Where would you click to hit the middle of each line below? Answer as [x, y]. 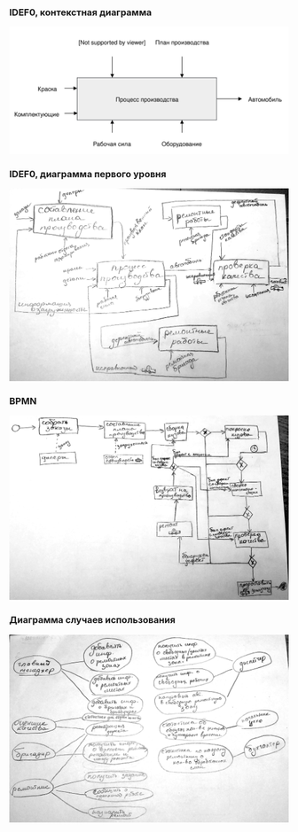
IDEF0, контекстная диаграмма [81, 12]
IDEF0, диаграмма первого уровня [88, 174]
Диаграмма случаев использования [92, 620]
